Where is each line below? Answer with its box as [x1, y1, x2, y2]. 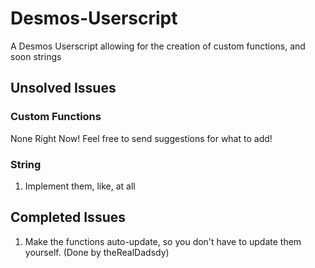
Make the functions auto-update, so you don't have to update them [24, 235, 302, 247]
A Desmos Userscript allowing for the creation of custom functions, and [10, 40, 306, 52]
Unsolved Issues [10, 80, 117, 97]
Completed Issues [10, 209, 126, 226]
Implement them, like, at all [24, 180, 136, 192]
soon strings [10, 50, 62, 62]
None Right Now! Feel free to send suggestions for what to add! [10, 132, 273, 144]
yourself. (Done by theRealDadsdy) [24, 246, 170, 258]
